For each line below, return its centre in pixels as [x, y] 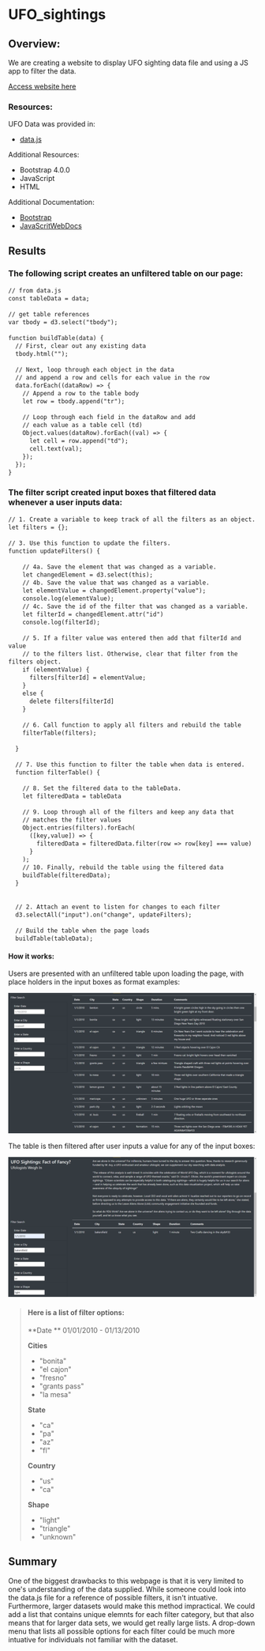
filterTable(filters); [60, 733]
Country [41, 1465]
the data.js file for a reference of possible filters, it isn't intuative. [113, 1597]
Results [27, 251]
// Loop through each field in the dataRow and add [109, 417]
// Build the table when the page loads [82, 931]
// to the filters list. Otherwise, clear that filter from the [130, 654]
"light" [50, 1520]
